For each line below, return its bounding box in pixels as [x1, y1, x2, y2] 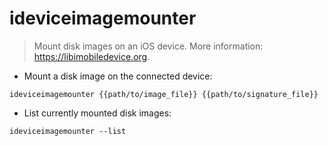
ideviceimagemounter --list [9, 126, 127, 136]
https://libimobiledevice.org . [33, 50, 151, 62]
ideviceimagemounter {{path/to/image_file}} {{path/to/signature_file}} [9, 89, 319, 99]
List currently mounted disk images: [23, 107, 172, 119]
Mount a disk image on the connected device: [23, 70, 213, 82]
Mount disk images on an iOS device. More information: [33, 40, 264, 52]
